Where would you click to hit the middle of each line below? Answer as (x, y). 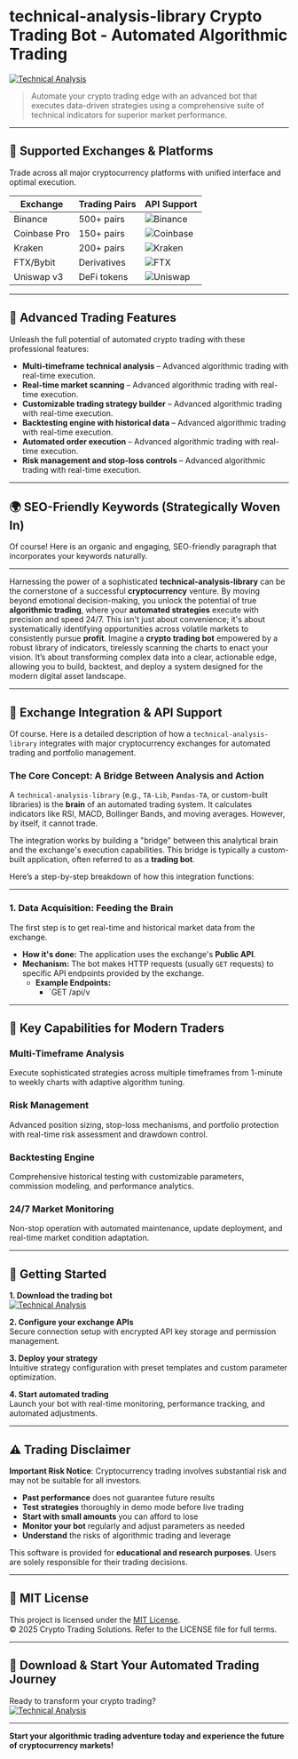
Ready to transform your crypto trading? (83, 1700)
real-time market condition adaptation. (79, 1238)
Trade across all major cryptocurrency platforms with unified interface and (145, 172)
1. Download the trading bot (61, 1296)
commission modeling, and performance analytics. (102, 1186)
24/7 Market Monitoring (62, 1209)
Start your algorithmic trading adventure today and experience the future (147, 1736)
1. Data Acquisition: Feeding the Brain (91, 908)
